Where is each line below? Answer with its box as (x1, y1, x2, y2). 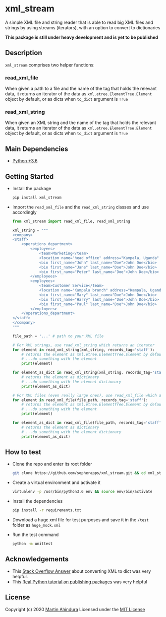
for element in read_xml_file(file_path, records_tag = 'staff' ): (12, 398, 148, 403)
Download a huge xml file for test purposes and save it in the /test (12, 517, 149, 523)
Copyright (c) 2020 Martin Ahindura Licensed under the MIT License (5, 606, 145, 612)
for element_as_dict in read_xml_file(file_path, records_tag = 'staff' (12, 420, 162, 425)
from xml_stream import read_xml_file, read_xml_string (12, 219, 130, 224)
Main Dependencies (5, 144, 68, 153)
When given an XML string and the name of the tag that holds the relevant (5, 120, 156, 126)
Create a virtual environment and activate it (12, 480, 101, 485)
